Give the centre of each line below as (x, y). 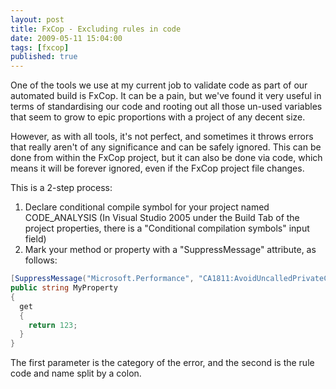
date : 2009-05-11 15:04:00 (66, 38)
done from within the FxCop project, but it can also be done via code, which (166, 158)
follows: (41, 260)
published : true (44, 57)
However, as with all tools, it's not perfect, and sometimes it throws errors (162, 137)
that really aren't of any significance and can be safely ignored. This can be (166, 147)
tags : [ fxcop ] (40, 47)
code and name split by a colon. (76, 373)
